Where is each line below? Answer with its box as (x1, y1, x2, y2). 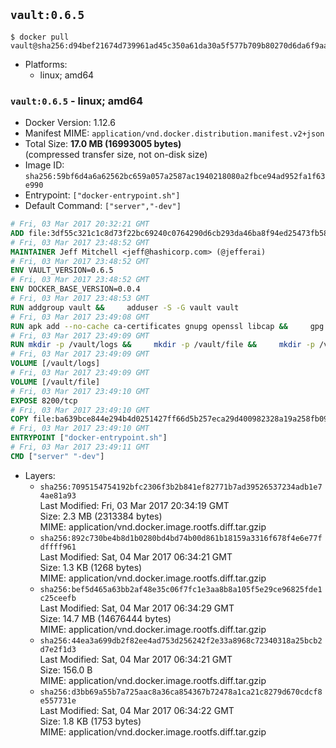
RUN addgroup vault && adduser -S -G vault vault (10, 302, 240, 313)
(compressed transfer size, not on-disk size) (24, 149, 208, 161)
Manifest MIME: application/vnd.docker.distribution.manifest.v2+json (24, 127, 325, 139)
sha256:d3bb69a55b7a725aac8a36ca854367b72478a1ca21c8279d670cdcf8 (39, 687, 323, 697)
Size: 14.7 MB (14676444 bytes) (39, 612, 172, 624)
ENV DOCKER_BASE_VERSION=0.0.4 (10, 284, 141, 294)
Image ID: (24, 159, 65, 171)
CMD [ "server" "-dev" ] (10, 451, 105, 461)
